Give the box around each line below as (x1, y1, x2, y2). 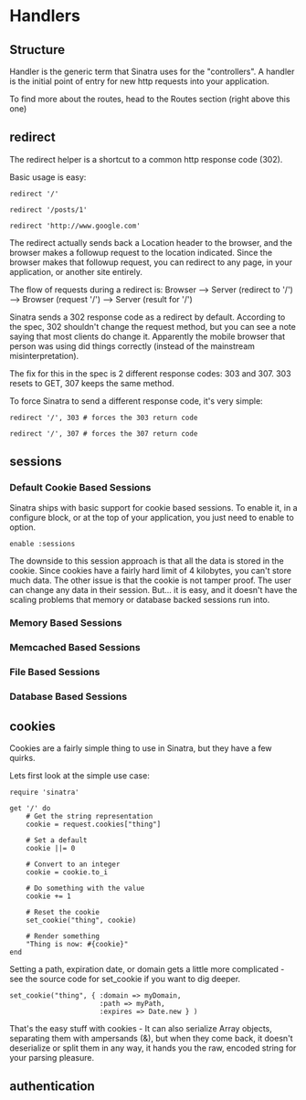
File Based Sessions (9, 666, 100, 679)
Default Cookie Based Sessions (9, 481, 152, 494)
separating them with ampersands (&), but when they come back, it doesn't (9, 1033, 294, 1043)
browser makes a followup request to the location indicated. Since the (9, 247, 272, 258)
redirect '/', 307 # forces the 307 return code (9, 428, 198, 439)
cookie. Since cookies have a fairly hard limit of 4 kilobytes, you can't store (9, 565, 292, 576)
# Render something (26, 932, 100, 941)
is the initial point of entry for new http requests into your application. (9, 76, 269, 87)
